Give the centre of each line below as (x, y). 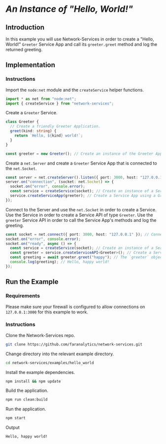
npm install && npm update (33, 381)
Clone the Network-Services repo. (40, 335)
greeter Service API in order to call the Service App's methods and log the (81, 220)
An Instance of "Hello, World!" (69, 9)
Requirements (23, 296)
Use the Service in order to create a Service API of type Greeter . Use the (79, 215)
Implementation (31, 65)
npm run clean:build (27, 400)
